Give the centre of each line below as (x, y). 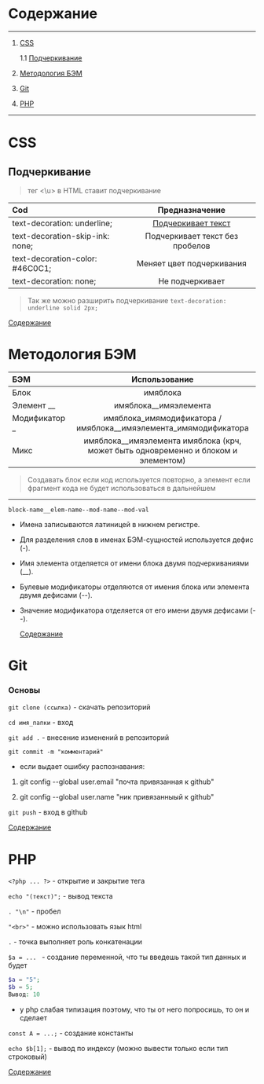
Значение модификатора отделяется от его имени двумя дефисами (134, 610)
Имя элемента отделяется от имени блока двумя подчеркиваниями (134, 563)
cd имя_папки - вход (41, 723)
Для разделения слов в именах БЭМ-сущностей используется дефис (136, 540)
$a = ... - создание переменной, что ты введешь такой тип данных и (127, 957)
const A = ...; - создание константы (71, 1033)
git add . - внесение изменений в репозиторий (89, 738)
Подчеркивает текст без (191, 236)
